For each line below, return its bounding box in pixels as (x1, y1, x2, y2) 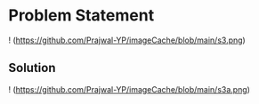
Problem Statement (8, 5, 155, 26)
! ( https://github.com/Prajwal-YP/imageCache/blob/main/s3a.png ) (8, 84, 251, 94)
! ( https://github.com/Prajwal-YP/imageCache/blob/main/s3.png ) (8, 35, 246, 45)
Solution (8, 60, 56, 76)
